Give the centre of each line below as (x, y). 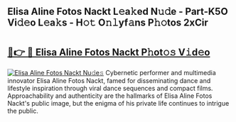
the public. (23, 111)
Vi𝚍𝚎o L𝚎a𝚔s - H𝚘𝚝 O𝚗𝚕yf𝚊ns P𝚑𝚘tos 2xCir (108, 23)
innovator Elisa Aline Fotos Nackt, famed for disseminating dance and (109, 81)
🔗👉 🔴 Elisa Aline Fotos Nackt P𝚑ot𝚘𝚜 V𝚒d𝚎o (109, 52)
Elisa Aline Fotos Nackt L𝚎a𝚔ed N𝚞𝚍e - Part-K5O (118, 12)
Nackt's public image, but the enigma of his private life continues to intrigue (118, 103)
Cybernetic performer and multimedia (161, 73)
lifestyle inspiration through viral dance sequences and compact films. (110, 88)
